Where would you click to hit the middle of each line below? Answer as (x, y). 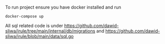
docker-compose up (24, 16)
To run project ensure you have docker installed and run (63, 7)
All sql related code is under (34, 25)
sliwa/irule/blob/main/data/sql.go (39, 36)
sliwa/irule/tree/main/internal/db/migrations (50, 31)
